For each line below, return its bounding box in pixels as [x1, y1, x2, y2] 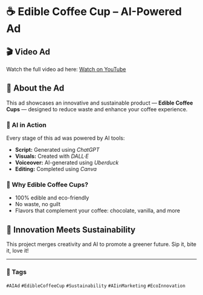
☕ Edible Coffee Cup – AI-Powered [6, 5, 182, 19]
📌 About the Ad [6, 83, 65, 94]
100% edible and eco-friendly [14, 194, 89, 201]
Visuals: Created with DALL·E [14, 152, 89, 160]
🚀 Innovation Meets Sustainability [6, 224, 136, 235]
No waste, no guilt [14, 201, 60, 208]
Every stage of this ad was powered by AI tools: [6, 134, 125, 142]
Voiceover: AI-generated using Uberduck [14, 159, 119, 166]
